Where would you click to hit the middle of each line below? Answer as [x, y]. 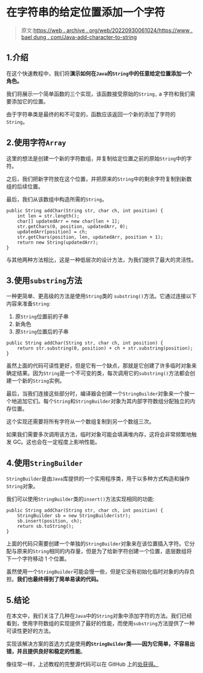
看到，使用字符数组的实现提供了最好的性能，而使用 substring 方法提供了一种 [101, 623]
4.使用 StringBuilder [45, 463]
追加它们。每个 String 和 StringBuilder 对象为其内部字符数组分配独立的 [103, 401]
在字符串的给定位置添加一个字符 [86, 12]
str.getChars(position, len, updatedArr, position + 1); [90, 237]
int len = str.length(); [48, 216]
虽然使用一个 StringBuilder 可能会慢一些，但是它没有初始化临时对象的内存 [98, 571]
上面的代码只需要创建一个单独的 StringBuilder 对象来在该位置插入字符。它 [98, 544]
